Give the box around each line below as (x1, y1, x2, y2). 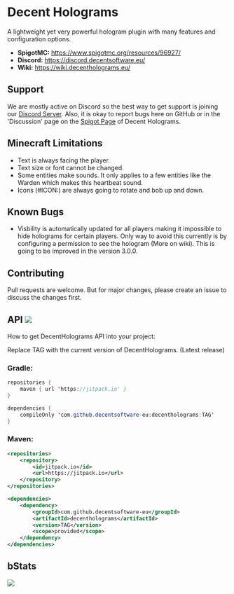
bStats (7, 560, 37, 572)
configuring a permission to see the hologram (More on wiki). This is (17, 240, 215, 248)
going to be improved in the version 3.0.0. (17, 247, 138, 256)
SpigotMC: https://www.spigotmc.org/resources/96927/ (17, 48, 181, 57)
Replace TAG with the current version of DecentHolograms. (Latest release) (7, 346, 226, 354)
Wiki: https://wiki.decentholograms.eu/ (17, 63, 131, 71)
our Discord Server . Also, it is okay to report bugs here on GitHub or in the (7, 109, 221, 118)
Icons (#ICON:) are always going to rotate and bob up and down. (17, 186, 205, 194)
